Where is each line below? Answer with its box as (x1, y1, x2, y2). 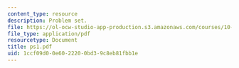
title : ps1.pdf (7, 43, 53, 50)
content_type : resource (7, 10, 78, 18)
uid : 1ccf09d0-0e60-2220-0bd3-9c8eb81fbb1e (7, 50, 139, 57)
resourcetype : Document (7, 37, 78, 44)
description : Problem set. (7, 17, 87, 24)
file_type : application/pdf (7, 30, 91, 38)
